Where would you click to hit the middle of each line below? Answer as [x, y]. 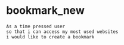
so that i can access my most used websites [62, 31]
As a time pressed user [36, 26]
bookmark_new [45, 10]
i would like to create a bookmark [50, 37]
